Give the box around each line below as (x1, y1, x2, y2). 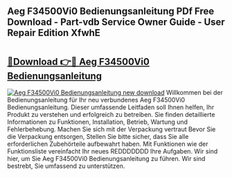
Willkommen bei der (166, 88, 223, 96)
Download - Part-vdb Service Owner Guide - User (7, 17, 225, 28)
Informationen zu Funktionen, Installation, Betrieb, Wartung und (7, 118, 188, 126)
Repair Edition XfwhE (7, 27, 100, 39)
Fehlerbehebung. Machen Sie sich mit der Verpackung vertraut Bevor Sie (7, 125, 216, 133)
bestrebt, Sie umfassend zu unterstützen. (7, 162, 125, 170)
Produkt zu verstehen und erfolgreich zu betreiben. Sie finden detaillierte (7, 111, 215, 118)
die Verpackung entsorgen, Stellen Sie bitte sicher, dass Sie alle (7, 133, 189, 140)
